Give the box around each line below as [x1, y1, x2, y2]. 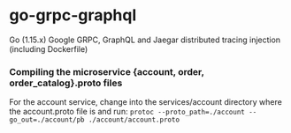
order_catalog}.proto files [9, 77, 123, 89]
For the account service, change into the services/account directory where [9, 97, 283, 107]
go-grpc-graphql [9, 5, 137, 26]
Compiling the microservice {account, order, [9, 65, 205, 78]
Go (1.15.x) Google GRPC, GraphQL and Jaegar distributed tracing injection [9, 34, 281, 45]
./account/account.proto [88, 115, 180, 124]
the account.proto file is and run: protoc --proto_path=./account [9, 107, 245, 117]
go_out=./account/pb [9, 115, 86, 124]
